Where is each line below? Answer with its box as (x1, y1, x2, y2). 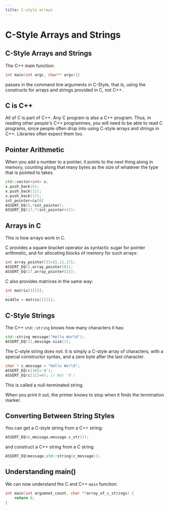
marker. (5, 397, 21, 403)
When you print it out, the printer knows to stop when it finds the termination (5, 391, 164, 398)
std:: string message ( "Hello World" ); (5, 334, 85, 339)
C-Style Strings (5, 311, 55, 320)
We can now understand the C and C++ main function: (5, 481, 118, 487)
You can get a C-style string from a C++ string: (5, 425, 103, 431)
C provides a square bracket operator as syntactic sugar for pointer (5, 245, 145, 251)
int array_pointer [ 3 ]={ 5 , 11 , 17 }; (5, 260, 76, 265)
